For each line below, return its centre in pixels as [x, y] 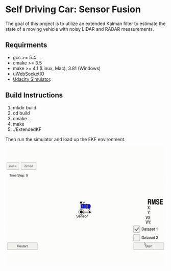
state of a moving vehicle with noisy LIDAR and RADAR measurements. [80, 29]
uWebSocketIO [28, 74]
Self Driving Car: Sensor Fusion [73, 9]
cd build [21, 113]
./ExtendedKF [27, 129]
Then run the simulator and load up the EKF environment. [66, 139]
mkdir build [25, 107]
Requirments [26, 45]
